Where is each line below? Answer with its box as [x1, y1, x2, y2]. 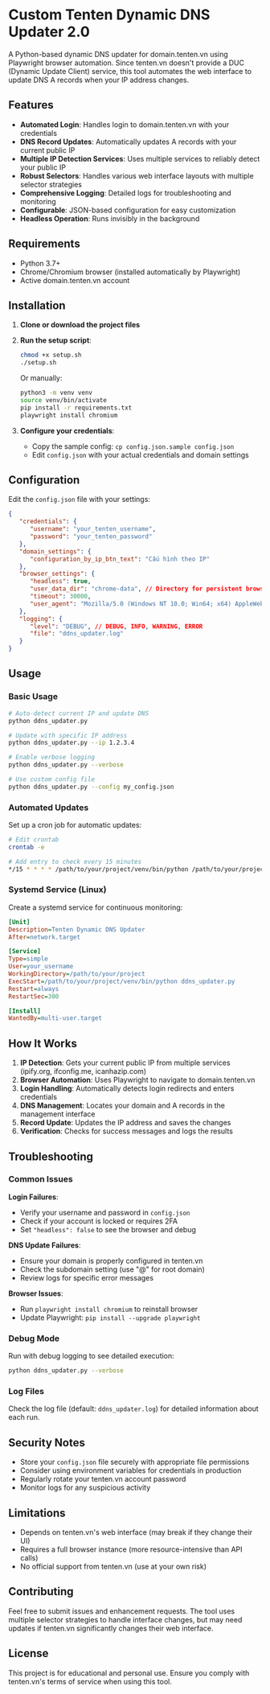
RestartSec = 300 [8, 992, 59, 1001]
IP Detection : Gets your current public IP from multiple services [19, 1058, 231, 1067]
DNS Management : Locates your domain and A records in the [19, 1100, 226, 1111]
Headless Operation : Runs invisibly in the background [19, 213, 200, 223]
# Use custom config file [8, 775, 95, 783]
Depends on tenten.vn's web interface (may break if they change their [19, 1527, 253, 1537]
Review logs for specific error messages [19, 1273, 154, 1282]
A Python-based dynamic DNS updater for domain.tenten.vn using [8, 49, 229, 59]
